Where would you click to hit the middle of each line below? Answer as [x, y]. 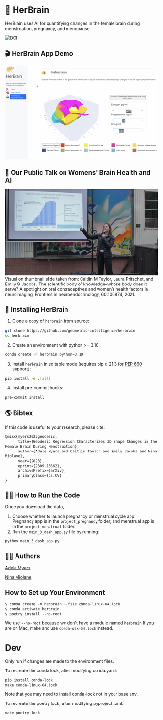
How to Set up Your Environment [55, 593]
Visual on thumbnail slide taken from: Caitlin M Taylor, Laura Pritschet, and [79, 279]
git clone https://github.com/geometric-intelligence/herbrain [70, 331]
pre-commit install [25, 397]
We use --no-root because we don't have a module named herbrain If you [80, 623]
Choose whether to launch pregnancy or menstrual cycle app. [74, 516]
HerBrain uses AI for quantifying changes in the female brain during [73, 23]
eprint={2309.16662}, [40, 466]
